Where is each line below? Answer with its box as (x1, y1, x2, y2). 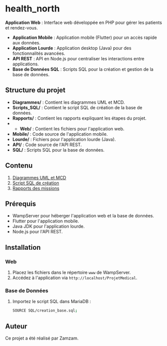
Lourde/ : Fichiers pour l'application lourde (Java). (12, 136, 116, 142)
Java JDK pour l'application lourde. (12, 223, 85, 229)
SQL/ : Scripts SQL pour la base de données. (12, 147, 105, 153)
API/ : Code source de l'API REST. (12, 142, 82, 148)
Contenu (5, 162, 33, 170)
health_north (5, 3, 60, 14)
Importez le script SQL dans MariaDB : (12, 299, 91, 305)
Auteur (5, 322, 27, 331)
